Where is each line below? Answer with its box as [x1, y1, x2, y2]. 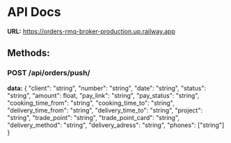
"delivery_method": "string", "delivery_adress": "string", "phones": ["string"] [7, 121, 225, 129]
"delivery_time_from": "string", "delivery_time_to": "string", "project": [7, 106, 203, 115]
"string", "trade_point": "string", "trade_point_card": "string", [7, 113, 180, 121]
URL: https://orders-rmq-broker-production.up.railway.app [7, 27, 175, 35]
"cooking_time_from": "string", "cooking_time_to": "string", [7, 99, 175, 107]
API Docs [7, 4, 61, 20]
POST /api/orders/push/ [7, 68, 90, 78]
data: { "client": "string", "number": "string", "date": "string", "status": [7, 84, 207, 92]
